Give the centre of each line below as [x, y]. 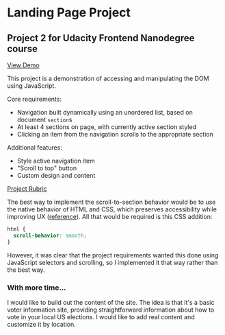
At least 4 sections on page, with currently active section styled [107, 127]
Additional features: [35, 148]
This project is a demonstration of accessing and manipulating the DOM [108, 78]
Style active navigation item [56, 161]
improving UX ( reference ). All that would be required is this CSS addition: [110, 217]
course [23, 48]
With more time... [37, 288]
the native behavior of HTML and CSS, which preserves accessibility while [112, 209]
